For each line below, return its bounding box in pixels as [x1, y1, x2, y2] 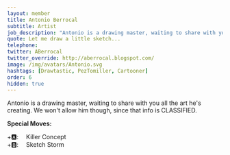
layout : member [7, 10, 51, 17]
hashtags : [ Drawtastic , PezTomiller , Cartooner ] [7, 67, 149, 74]
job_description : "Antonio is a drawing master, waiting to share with [7, 29, 216, 36]
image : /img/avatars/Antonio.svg [7, 61, 103, 68]
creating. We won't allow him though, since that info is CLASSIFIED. [7, 106, 197, 115]
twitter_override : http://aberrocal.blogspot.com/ [7, 55, 155, 62]
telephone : [7, 42, 38, 49]
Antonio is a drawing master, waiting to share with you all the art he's [7, 99, 202, 107]
